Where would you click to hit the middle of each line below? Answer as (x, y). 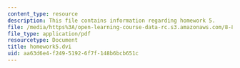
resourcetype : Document (43, 40)
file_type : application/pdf (49, 34)
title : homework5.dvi (40, 47)
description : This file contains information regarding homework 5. (111, 21)
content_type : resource (43, 14)
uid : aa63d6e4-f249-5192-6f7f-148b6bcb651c (73, 54)
